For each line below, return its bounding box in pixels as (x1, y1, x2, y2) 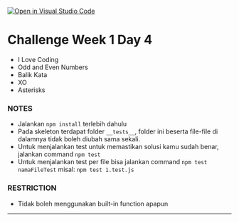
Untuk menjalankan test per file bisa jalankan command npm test (17, 158, 208, 166)
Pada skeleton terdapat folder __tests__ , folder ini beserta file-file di (17, 127, 218, 136)
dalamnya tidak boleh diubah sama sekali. (17, 135, 141, 143)
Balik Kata (17, 70, 48, 79)
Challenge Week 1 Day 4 (7, 32, 153, 48)
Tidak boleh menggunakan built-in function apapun (17, 199, 169, 208)
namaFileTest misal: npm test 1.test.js (17, 165, 134, 174)
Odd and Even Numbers (17, 63, 89, 71)
